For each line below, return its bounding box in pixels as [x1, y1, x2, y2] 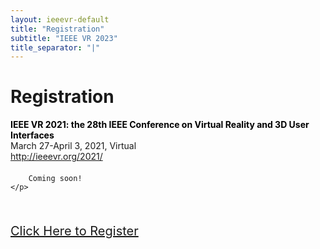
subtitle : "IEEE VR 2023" [10, 33, 118, 43]
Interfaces [10, 129, 55, 141]
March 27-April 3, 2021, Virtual [10, 140, 137, 152]
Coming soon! [28, 174, 83, 184]
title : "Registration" [10, 24, 105, 34]
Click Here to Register [10, 223, 139, 240]
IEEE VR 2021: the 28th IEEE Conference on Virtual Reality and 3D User [10, 119, 310, 131]
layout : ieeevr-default [10, 14, 110, 25]
